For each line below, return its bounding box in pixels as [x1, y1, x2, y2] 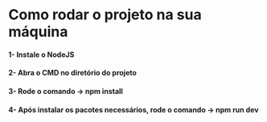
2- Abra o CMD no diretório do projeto [8, 68, 137, 78]
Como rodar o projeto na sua [8, 6, 203, 24]
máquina [8, 22, 68, 41]
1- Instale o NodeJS [8, 50, 75, 59]
